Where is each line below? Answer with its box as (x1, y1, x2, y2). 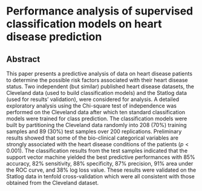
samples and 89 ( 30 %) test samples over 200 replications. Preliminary (6, 128, 182, 135)
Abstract (6, 54, 41, 64)
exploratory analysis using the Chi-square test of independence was (6, 102, 177, 109)
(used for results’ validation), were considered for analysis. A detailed (6, 95, 180, 103)
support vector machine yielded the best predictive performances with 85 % (6, 154, 195, 161)
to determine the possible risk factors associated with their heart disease (6, 77, 189, 83)
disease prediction (6, 30, 102, 44)
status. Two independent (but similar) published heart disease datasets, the (6, 83, 195, 90)
